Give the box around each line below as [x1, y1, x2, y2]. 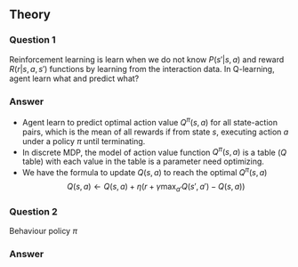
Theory [9, 7, 52, 22]
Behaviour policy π [9, 226, 78, 237]
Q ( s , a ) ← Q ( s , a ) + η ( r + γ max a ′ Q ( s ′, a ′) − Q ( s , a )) [66, 181, 246, 194]
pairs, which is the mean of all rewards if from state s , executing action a [21, 126, 289, 137]
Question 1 [9, 34, 56, 46]
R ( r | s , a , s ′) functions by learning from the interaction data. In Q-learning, [9, 63, 275, 74]
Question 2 [9, 205, 58, 217]
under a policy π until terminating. [21, 135, 146, 146]
